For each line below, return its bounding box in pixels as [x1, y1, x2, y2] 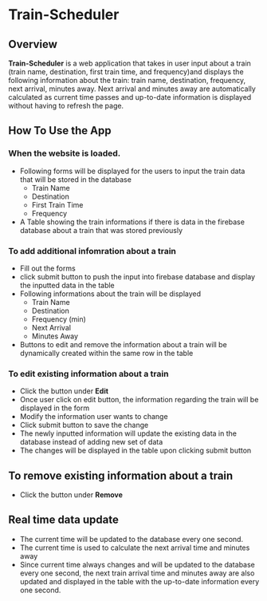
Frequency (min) [31, 314, 86, 324]
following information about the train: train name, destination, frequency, [8, 76, 246, 85]
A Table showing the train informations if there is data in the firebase [19, 217, 245, 227]
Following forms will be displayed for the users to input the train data [19, 166, 245, 176]
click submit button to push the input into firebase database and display [19, 271, 256, 281]
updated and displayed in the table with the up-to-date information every [19, 576, 260, 586]
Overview [8, 38, 58, 51]
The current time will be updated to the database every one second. [19, 534, 244, 544]
